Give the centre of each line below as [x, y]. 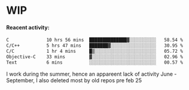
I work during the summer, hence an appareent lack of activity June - [92, 74]
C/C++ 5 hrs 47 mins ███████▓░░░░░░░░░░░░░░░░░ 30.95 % [95, 46]
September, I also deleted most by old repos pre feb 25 [74, 80]
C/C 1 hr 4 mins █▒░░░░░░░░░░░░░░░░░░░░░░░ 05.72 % [95, 52]
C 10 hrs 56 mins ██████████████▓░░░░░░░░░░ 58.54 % [95, 40]
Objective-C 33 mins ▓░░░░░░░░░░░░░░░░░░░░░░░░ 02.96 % [95, 57]
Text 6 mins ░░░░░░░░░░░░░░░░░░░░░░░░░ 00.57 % [95, 62]
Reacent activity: [28, 27]
